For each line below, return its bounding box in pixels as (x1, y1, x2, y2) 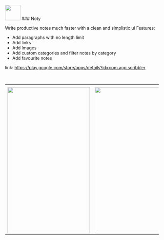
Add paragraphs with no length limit (12, 35, 84, 40)
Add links (12, 40, 31, 45)
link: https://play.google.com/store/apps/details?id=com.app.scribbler (5, 65, 145, 70)
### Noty (21, 16, 41, 21)
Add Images (12, 45, 37, 51)
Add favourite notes (12, 55, 52, 61)
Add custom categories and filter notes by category (12, 50, 116, 55)
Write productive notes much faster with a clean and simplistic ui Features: (5, 25, 155, 31)
